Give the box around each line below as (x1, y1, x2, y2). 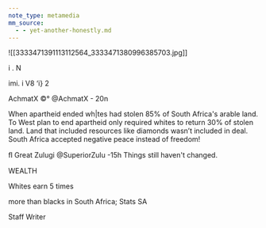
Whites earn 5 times (8, 181, 74, 191)
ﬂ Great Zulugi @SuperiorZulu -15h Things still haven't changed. (8, 150, 218, 160)
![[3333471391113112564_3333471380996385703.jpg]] (8, 48, 188, 58)
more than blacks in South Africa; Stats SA (8, 197, 148, 207)
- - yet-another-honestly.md (15, 26, 112, 34)
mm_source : (8, 19, 44, 27)
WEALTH (8, 166, 37, 176)
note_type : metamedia (8, 11, 80, 20)
